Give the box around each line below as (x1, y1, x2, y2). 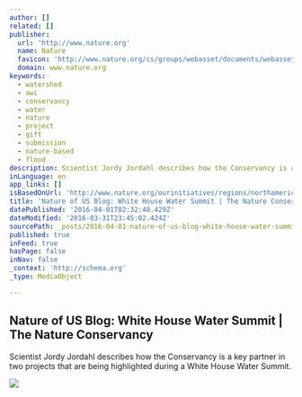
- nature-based (17, 146, 75, 155)
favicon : (17, 55, 50, 64)
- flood (17, 154, 47, 164)
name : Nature (17, 47, 67, 56)
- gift (17, 130, 42, 139)
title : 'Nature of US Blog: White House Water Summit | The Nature (9, 197, 268, 207)
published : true (9, 230, 70, 239)
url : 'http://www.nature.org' (17, 38, 130, 48)
